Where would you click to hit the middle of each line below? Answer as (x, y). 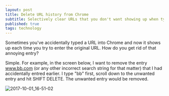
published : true (22, 24)
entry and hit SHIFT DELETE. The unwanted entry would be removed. (77, 79)
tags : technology (23, 28)
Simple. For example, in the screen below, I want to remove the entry (76, 63)
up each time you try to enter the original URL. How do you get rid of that (81, 48)
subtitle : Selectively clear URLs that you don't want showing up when (82, 19)
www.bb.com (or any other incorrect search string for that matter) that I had (84, 68)
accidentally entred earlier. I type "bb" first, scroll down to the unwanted (80, 73)
